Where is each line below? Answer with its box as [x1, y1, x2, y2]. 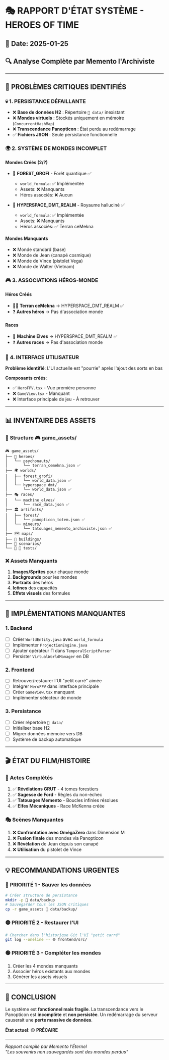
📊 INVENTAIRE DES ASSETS [5, 416, 96, 425]
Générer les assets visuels [12, 974, 67, 980]
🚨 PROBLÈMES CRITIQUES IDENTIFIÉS [5, 82, 127, 91]
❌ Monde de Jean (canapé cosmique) [12, 252, 92, 259]
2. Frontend [5, 666, 34, 673]
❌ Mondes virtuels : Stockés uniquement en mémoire [12, 115, 124, 121]
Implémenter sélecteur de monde [12, 695, 81, 701]
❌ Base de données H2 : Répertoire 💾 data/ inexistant [12, 109, 125, 115]
